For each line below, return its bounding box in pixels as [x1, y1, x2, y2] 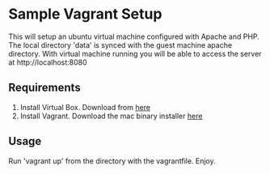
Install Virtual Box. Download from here [19, 102, 151, 112]
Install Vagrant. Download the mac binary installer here [19, 111, 203, 121]
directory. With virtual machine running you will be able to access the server [8, 49, 262, 58]
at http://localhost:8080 [8, 57, 87, 67]
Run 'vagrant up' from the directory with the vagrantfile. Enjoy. [8, 155, 216, 166]
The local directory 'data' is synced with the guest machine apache [8, 40, 233, 49]
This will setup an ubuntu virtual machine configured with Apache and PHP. [8, 32, 260, 41]
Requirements [8, 81, 81, 95]
